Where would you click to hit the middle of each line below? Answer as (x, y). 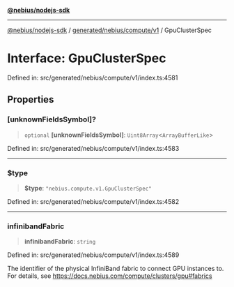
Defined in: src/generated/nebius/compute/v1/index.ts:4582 (93, 201)
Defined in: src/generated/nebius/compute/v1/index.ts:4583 (93, 148)
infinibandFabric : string (60, 242)
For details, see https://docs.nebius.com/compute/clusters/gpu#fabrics (110, 276)
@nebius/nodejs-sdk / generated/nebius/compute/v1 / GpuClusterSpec (110, 30)
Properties (31, 100)
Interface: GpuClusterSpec (87, 58)
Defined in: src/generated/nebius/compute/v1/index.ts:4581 (93, 78)
